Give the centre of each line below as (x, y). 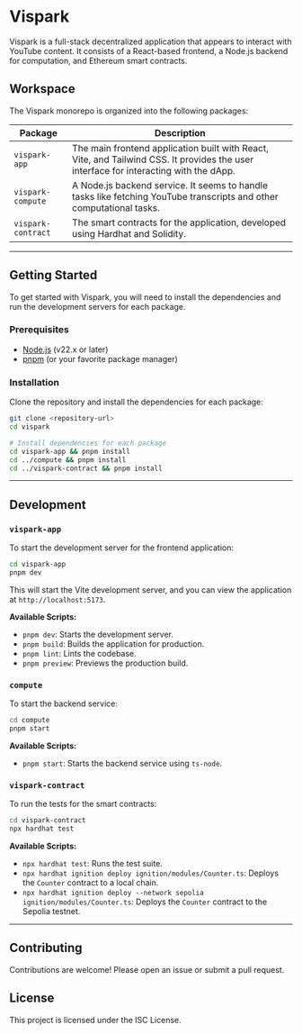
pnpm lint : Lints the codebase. (79, 653)
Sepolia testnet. (51, 911)
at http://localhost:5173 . (58, 599)
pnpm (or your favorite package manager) (100, 358)
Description (180, 132)
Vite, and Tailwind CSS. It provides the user (163, 159)
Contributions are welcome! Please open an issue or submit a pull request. (147, 969)
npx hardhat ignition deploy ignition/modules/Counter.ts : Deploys (151, 873)
